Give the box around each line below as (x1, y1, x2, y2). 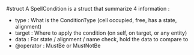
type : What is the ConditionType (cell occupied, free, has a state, (14, 17, 177, 23)
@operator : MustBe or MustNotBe (14, 42, 101, 49)
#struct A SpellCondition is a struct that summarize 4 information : (6, 5, 170, 12)
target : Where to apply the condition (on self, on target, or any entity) (14, 29, 187, 36)
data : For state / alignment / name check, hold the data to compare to (14, 36, 189, 42)
